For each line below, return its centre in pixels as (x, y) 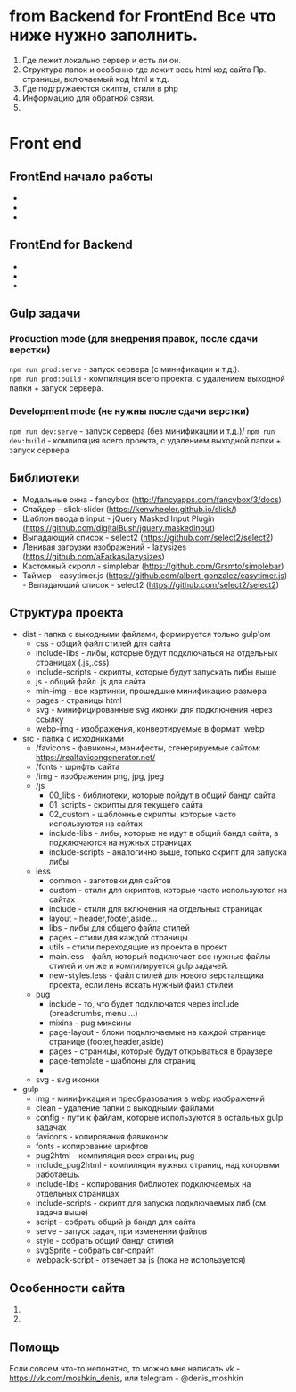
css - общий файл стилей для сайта (103, 643)
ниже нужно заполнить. (104, 35)
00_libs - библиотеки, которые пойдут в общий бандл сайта (162, 795)
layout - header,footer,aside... (103, 919)
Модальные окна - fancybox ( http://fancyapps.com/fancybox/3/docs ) (152, 499)
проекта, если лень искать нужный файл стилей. (142, 985)
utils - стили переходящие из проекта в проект (138, 947)
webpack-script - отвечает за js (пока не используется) (141, 1260)
